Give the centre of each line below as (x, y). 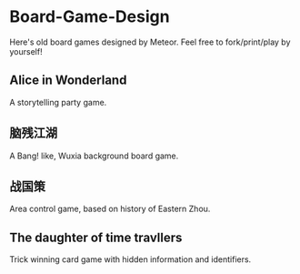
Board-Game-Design (90, 17)
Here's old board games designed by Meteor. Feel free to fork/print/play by (150, 42)
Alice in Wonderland (68, 81)
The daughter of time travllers (96, 237)
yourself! (26, 51)
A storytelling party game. (58, 102)
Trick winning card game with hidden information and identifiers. (130, 259)
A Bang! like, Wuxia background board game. (94, 156)
